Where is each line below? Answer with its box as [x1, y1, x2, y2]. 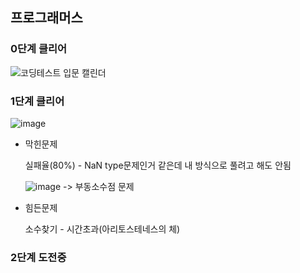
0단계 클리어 [10, 42, 68, 56]
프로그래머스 [10, 9, 83, 27]
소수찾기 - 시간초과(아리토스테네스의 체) [24, 223, 181, 235]
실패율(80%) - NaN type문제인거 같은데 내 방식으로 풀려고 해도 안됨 [24, 159, 292, 171]
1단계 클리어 [10, 94, 65, 108]
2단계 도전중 [10, 250, 67, 264]
